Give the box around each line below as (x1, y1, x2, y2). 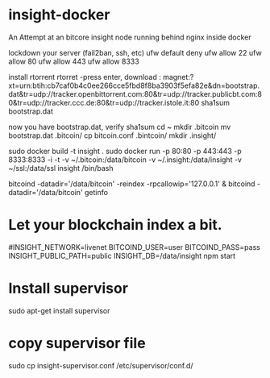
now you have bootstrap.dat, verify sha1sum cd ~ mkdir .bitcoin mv (8, 122, 231, 131)
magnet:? (162, 72, 194, 81)
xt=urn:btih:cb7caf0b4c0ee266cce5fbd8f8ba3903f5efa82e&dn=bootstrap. (8, 81, 260, 90)
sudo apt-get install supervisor (8, 305, 110, 315)
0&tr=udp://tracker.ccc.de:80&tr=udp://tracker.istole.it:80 (8, 98, 200, 107)
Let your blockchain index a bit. (8, 216, 223, 235)
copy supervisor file (8, 334, 147, 352)
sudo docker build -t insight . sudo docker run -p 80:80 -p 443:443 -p (8, 146, 242, 156)
